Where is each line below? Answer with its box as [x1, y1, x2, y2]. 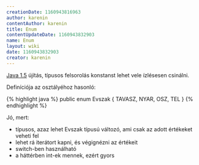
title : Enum [6, 26, 37, 33]
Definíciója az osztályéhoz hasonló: [6, 83, 96, 91]
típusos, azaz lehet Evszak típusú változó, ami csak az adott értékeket [15, 125, 193, 132]
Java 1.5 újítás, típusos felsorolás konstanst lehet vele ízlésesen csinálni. [6, 71, 189, 79]
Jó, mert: [6, 113, 29, 121]
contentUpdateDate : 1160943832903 [6, 32, 95, 38]
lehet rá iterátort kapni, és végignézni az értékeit [15, 139, 138, 146]
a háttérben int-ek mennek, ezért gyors [15, 152, 115, 159]
